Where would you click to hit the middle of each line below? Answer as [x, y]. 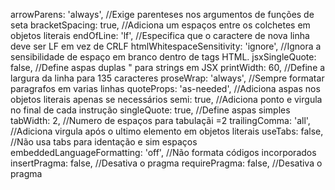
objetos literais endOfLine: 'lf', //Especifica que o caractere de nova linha [160, 35]
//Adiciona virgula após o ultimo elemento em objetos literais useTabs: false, [167, 131]
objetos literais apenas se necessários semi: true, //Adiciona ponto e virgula [166, 99]
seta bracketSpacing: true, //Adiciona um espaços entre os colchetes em [160, 25]
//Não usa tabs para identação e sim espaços [104, 142]
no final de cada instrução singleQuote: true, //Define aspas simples [150, 110]
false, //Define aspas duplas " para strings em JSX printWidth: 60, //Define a [168, 67]
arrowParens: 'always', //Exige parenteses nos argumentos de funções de [162, 14]
